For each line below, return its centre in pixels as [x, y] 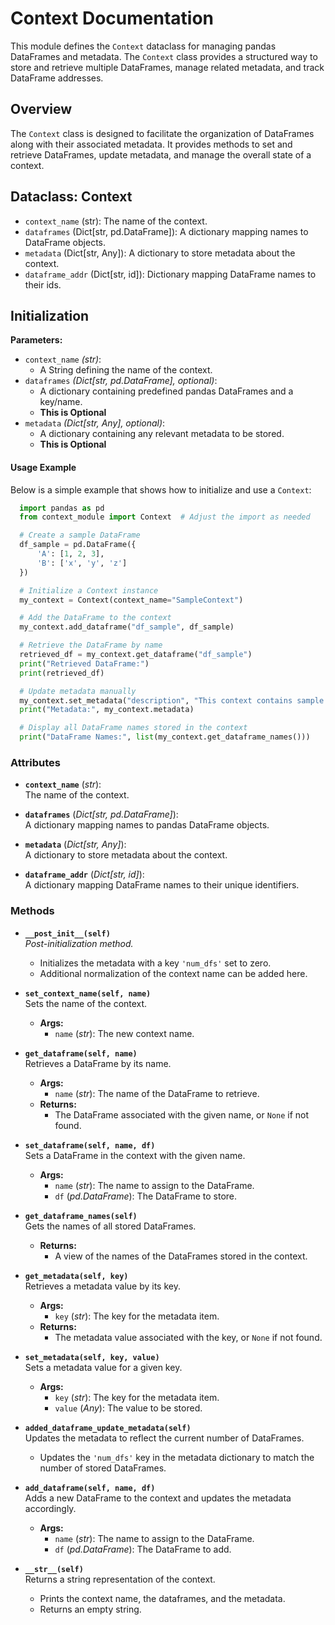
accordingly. [50, 1508]
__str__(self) [54, 1569]
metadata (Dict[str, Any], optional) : [95, 423]
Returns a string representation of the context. [120, 1579]
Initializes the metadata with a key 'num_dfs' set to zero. [155, 963]
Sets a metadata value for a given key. [103, 1367]
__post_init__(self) [67, 933]
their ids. [43, 284]
